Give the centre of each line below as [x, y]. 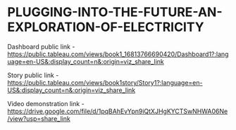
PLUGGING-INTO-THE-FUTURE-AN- [115, 12]
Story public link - [33, 75]
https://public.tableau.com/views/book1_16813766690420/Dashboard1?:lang [118, 54]
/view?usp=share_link [39, 118]
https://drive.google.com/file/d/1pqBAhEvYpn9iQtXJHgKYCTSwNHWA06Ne [118, 111]
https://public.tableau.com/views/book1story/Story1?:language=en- [105, 82]
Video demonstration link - [46, 103]
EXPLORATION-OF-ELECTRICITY [106, 27]
